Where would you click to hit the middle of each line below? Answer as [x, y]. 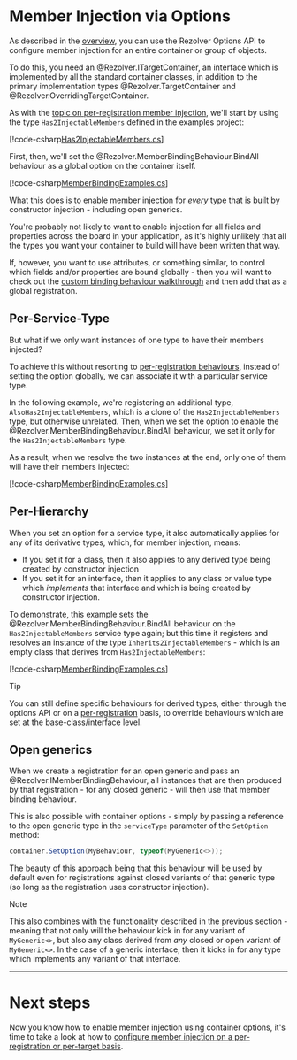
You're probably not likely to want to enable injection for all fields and [135, 227]
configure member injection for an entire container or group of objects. [138, 50]
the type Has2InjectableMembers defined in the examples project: [127, 122]
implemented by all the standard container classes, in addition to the [133, 76]
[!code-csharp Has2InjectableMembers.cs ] [87, 139]
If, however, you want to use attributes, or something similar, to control [137, 262]
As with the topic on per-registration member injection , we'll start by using [145, 112]
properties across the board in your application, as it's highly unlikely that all [148, 235]
